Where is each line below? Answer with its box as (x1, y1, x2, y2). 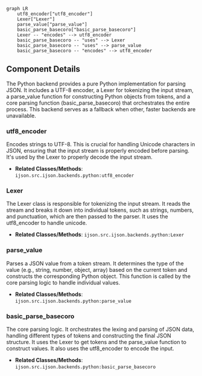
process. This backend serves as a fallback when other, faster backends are (6, 105, 196, 112)
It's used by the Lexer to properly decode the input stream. (6, 153, 153, 161)
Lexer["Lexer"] (17, 16, 55, 22)
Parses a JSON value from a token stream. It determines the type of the (6, 259, 184, 267)
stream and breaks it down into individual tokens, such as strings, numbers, (6, 206, 194, 214)
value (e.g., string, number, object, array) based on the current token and (6, 266, 188, 273)
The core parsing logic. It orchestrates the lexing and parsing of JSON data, (6, 325, 195, 333)
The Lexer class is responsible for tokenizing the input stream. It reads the (6, 200, 191, 208)
